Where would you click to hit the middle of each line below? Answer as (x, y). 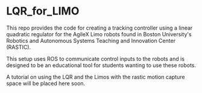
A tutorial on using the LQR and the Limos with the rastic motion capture (96, 77)
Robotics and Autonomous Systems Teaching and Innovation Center (91, 40)
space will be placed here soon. (46, 83)
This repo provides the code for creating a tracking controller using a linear (99, 28)
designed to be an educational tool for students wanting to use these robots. (101, 65)
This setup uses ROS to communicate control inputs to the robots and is (96, 59)
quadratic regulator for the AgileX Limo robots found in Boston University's (99, 34)
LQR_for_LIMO (43, 11)
